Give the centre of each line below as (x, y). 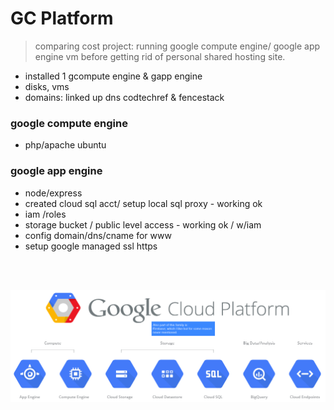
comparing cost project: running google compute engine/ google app (177, 46)
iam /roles (45, 214)
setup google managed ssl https (91, 246)
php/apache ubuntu (65, 145)
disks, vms (47, 86)
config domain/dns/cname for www (98, 235)
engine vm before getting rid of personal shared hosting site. (160, 56)
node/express (53, 193)
